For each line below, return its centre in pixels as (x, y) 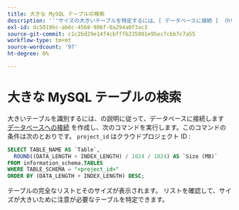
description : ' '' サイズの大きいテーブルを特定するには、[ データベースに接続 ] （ (117, 21)
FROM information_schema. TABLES (55, 163)
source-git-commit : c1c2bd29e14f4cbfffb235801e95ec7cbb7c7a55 (101, 34)
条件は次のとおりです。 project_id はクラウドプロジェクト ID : (99, 136)
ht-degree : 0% (28, 54)
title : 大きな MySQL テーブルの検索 (56, 14)
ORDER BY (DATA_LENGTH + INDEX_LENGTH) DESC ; (76, 176)
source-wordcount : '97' (43, 47)
